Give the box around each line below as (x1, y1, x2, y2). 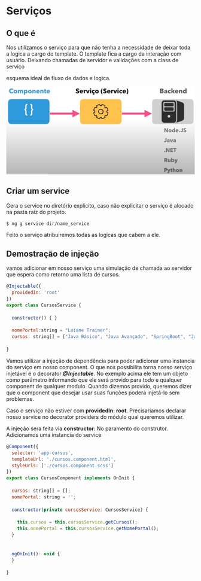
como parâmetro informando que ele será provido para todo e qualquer (6, 376, 182, 384)
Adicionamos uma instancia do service (6, 431, 102, 438)
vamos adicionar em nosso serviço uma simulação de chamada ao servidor (6, 264, 193, 272)
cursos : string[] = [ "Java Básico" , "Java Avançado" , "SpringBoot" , (11, 334, 186, 340)
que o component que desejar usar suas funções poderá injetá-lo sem (6, 389, 180, 396)
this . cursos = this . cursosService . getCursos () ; (17, 519, 138, 525)
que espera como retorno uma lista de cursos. (6, 271, 120, 278)
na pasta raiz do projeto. (6, 208, 67, 215)
